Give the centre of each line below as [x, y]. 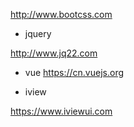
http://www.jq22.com [54, 53]
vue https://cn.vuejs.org [74, 72]
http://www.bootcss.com [61, 14]
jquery [38, 33]
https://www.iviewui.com [61, 111]
